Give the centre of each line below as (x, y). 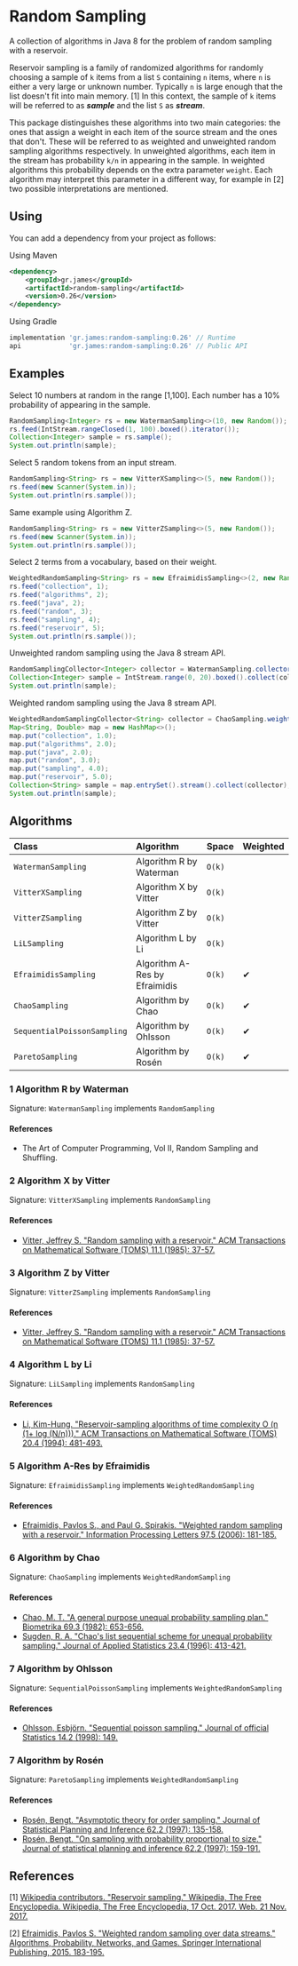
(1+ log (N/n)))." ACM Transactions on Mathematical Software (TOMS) (149, 1433)
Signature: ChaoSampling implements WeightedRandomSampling (120, 1577)
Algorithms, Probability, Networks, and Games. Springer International (135, 1943)
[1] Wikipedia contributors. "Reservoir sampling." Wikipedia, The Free (135, 1898)
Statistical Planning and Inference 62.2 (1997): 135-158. (123, 1829)
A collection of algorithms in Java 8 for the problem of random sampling (141, 41)
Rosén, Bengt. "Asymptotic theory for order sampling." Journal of (141, 1819)
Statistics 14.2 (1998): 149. (70, 1738)
